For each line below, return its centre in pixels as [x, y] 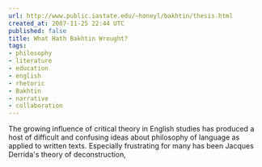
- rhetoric [27, 83]
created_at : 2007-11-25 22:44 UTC [67, 23]
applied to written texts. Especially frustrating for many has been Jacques [131, 146]
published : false [38, 31]
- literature [30, 61]
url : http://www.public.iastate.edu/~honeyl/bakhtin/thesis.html [120, 16]
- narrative [28, 98]
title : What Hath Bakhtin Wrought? [68, 38]
